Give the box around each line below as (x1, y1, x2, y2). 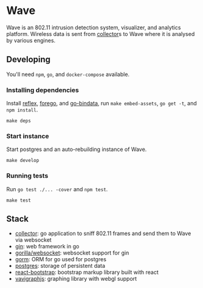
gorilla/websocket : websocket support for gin (15, 249, 129, 256)
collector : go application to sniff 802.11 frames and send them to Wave (15, 230, 191, 237)
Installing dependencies (6, 86, 79, 94)
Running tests (6, 172, 49, 180)
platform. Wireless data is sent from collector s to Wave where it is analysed (6, 30, 195, 37)
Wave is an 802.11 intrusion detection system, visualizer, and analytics (6, 24, 181, 31)
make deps (6, 118, 32, 124)
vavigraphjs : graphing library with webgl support (15, 275, 137, 283)
